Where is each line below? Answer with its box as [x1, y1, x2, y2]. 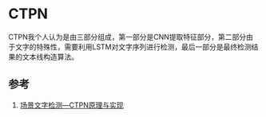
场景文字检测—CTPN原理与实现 [19, 100, 124, 110]
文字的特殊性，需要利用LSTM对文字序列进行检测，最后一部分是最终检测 [14, 41, 252, 52]
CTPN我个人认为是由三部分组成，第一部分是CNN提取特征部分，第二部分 [8, 32, 247, 41]
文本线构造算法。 [22, 52, 78, 61]
